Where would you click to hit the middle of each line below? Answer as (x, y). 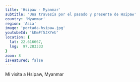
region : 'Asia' (21, 23)
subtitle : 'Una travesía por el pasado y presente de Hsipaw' (71, 14)
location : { (17, 38)
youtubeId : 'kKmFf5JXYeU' (32, 33)
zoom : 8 (13, 56)
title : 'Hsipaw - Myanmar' (33, 10)
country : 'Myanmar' (25, 19)
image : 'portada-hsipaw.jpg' (35, 28)
